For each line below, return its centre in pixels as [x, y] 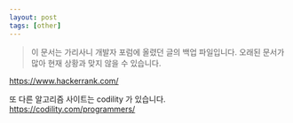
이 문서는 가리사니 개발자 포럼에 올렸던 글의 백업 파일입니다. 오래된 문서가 [158, 52]
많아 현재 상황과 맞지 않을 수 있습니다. [96, 63]
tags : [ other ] [36, 26]
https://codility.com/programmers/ [72, 109]
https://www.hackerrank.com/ [64, 81]
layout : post [33, 17]
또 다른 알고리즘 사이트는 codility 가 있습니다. [87, 99]
